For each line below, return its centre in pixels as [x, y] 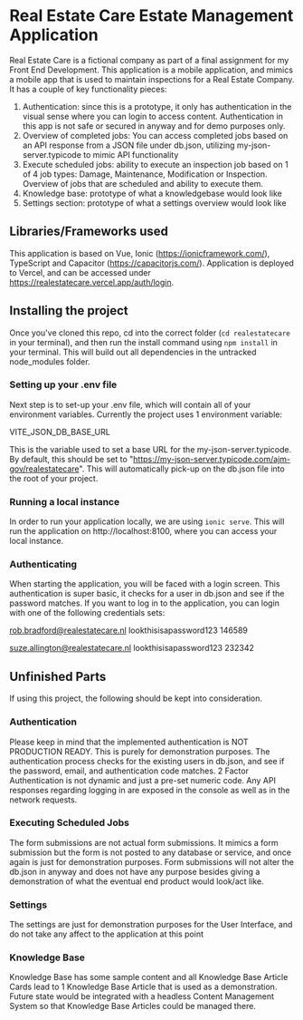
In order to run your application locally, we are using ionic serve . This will [147, 521]
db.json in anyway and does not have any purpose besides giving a [135, 871]
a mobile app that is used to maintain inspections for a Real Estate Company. [152, 79]
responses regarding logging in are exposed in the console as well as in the [150, 790]
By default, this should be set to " [71, 459]
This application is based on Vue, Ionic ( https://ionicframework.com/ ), [140, 253]
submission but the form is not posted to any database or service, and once [151, 852]
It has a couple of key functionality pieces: [88, 89]
